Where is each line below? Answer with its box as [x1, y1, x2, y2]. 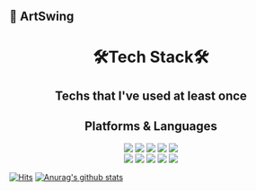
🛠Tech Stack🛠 [93, 47, 209, 67]
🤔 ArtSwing [9, 9, 75, 24]
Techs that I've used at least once [55, 88, 247, 103]
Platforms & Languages [84, 118, 218, 135]
